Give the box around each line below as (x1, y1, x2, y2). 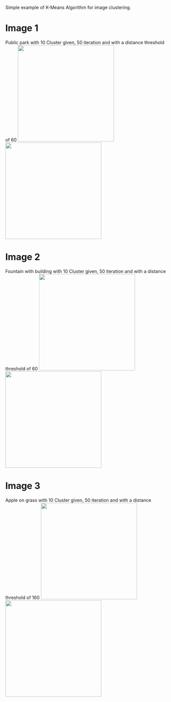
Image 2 (5, 251, 40, 263)
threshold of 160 (5, 594, 40, 601)
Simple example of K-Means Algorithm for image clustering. (5, 5, 132, 10)
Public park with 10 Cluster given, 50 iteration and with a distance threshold (5, 39, 165, 45)
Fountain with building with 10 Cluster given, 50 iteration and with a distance (5, 268, 166, 274)
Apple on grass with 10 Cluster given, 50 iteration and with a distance (5, 497, 152, 503)
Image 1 (5, 23, 38, 34)
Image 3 (5, 480, 40, 492)
